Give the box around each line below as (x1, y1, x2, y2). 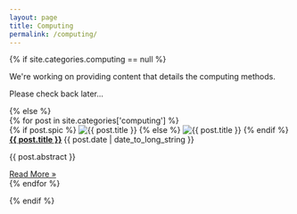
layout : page (9, 12, 58, 22)
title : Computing (9, 21, 74, 30)
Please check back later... (9, 88, 104, 99)
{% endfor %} (9, 178, 61, 189)
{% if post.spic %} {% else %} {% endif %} (9, 125, 289, 136)
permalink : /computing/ (9, 29, 98, 38)
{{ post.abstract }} (9, 152, 76, 162)
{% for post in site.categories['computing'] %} (9, 115, 180, 126)
